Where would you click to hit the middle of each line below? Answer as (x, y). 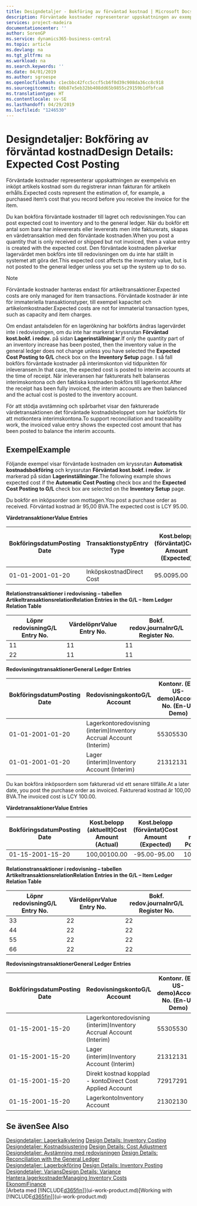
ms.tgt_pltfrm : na (28, 55)
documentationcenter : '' (36, 28)
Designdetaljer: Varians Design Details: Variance (64, 1171)
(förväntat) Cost (155, 830)
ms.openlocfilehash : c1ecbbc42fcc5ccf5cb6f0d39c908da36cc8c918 (85, 83)
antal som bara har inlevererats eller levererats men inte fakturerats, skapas (97, 229)
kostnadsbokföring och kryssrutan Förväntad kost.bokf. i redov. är (89, 470)
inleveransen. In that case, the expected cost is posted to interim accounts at (98, 370)
